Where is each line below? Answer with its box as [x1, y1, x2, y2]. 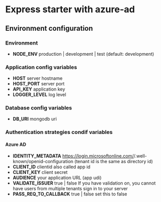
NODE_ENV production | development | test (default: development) [12, 51, 154, 57]
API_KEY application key [12, 86, 65, 93]
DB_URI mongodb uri [12, 116, 57, 122]
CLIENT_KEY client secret [12, 169, 68, 175]
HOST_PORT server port [12, 81, 65, 87]
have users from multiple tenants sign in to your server [12, 185, 128, 191]
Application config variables [5, 63, 78, 71]
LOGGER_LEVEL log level [12, 92, 66, 98]
